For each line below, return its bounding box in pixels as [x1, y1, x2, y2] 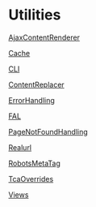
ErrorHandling [8, 95, 55, 105]
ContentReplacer [8, 80, 65, 89]
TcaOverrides [8, 174, 54, 183]
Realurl [8, 142, 32, 152]
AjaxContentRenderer [8, 32, 81, 42]
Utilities [8, 6, 61, 24]
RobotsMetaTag [8, 158, 61, 168]
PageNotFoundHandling [8, 127, 89, 136]
